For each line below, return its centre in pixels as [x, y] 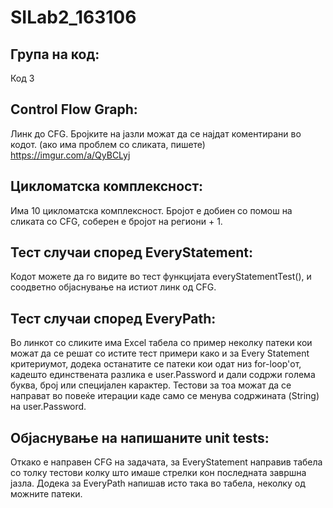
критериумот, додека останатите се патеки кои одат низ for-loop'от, [156, 364]
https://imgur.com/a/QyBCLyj [70, 155]
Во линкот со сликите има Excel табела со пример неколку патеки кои [161, 343]
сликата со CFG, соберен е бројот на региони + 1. [116, 221]
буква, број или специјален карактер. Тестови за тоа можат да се [151, 385]
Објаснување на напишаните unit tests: [140, 437]
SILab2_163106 [73, 17]
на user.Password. [48, 407]
